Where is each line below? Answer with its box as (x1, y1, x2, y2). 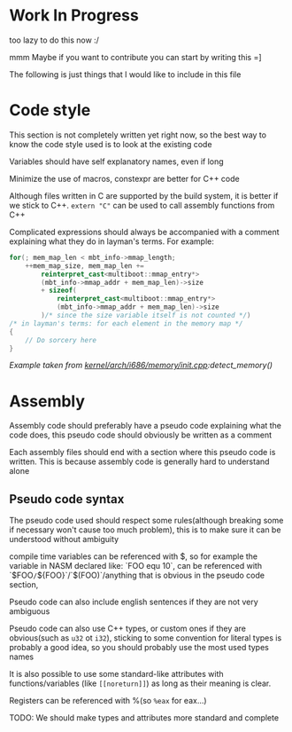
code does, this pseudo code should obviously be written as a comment (9, 429, 273, 440)
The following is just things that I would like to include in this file (9, 68, 242, 80)
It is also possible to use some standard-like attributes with (9, 669, 224, 680)
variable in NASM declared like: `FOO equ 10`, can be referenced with (9, 561, 263, 571)
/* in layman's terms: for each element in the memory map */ (9, 319, 243, 328)
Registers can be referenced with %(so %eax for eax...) (9, 696, 207, 706)
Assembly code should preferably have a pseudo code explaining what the (9, 421, 281, 431)
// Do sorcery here (25, 335, 97, 344)
